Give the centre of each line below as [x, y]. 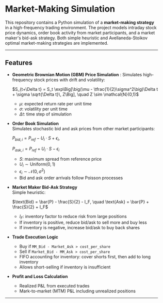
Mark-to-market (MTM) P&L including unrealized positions [77, 291]
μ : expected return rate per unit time [56, 103]
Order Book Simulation [35, 123]
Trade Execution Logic [35, 237]
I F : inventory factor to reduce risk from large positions [73, 217]
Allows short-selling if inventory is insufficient [65, 267]
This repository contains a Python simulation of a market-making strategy [80, 22]
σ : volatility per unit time [43, 109]
